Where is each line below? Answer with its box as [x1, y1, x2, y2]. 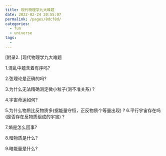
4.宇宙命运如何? [5, 96, 38, 102]
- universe [9, 30, 32, 35]
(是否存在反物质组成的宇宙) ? [5, 113, 65, 119]
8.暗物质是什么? [5, 134, 38, 140]
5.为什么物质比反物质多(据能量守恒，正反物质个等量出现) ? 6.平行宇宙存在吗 [5, 107, 161, 113]
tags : [5, 35, 16, 40]
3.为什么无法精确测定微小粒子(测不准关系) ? [5, 86, 95, 92]
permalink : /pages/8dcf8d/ [5, 16, 61, 21]
